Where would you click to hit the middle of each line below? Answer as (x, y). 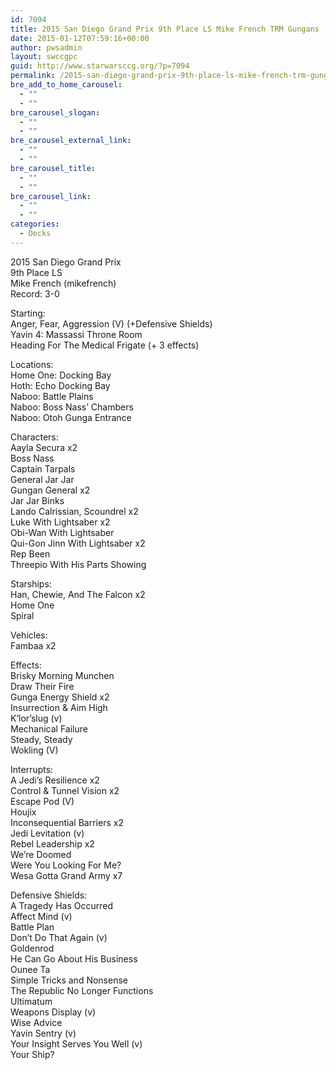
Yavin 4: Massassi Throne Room (76, 334)
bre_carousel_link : (51, 196)
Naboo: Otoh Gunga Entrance (71, 417)
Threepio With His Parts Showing (78, 564)
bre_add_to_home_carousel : (66, 85)
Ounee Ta (30, 969)
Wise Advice (36, 1022)
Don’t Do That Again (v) (59, 937)
